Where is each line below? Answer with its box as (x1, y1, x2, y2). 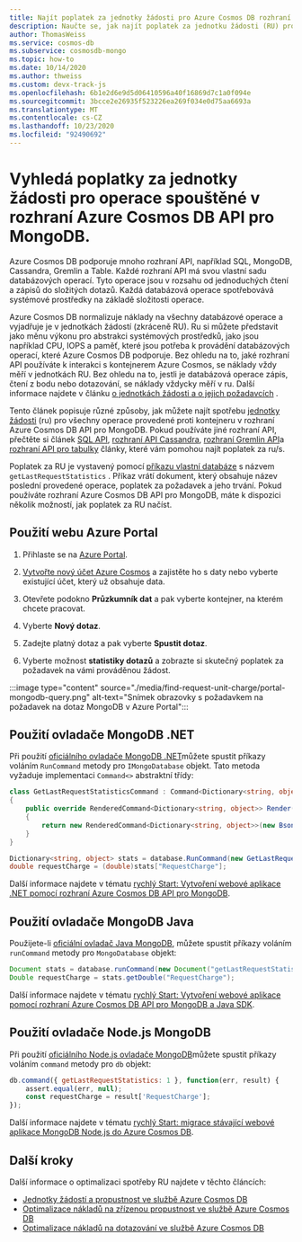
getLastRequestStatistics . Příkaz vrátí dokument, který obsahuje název (9, 470, 279, 481)
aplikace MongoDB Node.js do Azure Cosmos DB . (9, 1127, 194, 1138)
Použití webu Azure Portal (9, 525, 159, 540)
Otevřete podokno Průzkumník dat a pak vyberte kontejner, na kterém (22, 593, 283, 604)
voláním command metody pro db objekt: (9, 1058, 151, 1069)
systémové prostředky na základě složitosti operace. (9, 294, 205, 305)
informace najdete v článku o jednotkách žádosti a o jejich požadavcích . (9, 387, 279, 398)
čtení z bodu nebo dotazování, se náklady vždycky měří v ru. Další (9, 378, 255, 389)
